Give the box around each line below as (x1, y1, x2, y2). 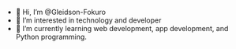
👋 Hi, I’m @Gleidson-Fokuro (15, 8, 107, 16)
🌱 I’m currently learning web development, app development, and (15, 24, 229, 33)
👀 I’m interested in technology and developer (15, 16, 162, 25)
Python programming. (15, 32, 87, 41)
